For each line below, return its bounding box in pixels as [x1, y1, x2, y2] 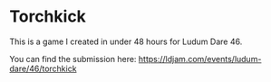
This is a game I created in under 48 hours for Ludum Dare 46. [9, 36, 243, 47]
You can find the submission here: [9, 53, 137, 64]
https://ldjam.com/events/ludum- [138, 53, 262, 64]
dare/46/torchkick [9, 63, 77, 74]
